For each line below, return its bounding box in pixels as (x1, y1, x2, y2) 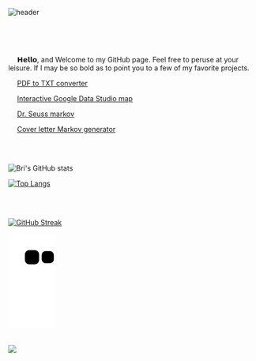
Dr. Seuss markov (17, 109, 75, 118)
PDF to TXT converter (17, 79, 88, 88)
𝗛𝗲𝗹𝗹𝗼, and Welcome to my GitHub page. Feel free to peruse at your (17, 55, 239, 64)
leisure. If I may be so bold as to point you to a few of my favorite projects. (8, 63, 250, 73)
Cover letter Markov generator (17, 125, 116, 133)
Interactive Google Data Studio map (17, 94, 133, 103)
